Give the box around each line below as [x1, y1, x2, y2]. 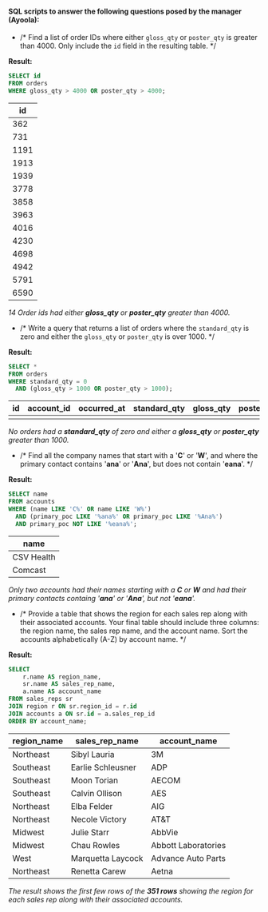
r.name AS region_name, [22, 672, 102, 681]
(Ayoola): [8, 14, 40, 24]
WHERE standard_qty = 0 [8, 377, 88, 385]
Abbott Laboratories [151, 839, 227, 850]
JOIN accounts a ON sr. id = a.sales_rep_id [8, 710, 156, 718]
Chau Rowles [70, 839, 120, 850]
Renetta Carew [70, 866, 126, 877]
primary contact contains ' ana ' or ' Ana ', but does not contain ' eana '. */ [19, 460, 254, 469]
